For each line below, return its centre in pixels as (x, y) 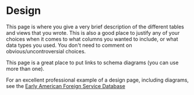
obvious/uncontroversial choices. (46, 51)
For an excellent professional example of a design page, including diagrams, (98, 80)
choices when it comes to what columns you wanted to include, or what (92, 39)
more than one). (25, 68)
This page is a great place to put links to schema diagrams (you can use (92, 63)
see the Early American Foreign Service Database (66, 86)
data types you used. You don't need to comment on (69, 45)
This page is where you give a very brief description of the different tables (95, 27)
